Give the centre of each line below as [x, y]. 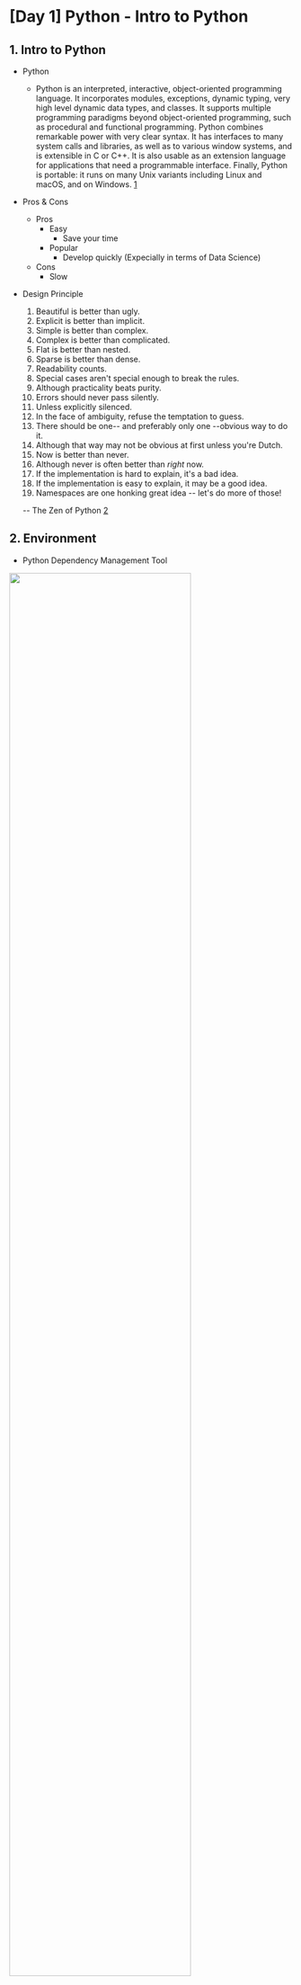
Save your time [90, 238]
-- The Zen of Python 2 [65, 510]
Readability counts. [71, 369]
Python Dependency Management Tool [95, 560]
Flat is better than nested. [83, 349]
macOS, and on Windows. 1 [86, 184]
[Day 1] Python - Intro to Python [129, 17]
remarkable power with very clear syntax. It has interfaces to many [159, 136]
